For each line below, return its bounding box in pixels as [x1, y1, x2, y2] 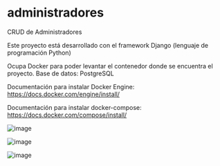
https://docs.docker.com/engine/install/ [7, 90, 120, 98]
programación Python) [7, 48, 71, 57]
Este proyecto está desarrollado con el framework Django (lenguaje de [7, 41, 209, 49]
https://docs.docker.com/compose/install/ [7, 111, 127, 119]
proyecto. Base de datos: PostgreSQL [7, 69, 114, 77]
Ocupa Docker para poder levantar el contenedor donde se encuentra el [7, 62, 213, 70]
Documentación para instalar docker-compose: [7, 103, 142, 111]
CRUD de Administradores [7, 28, 82, 36]
